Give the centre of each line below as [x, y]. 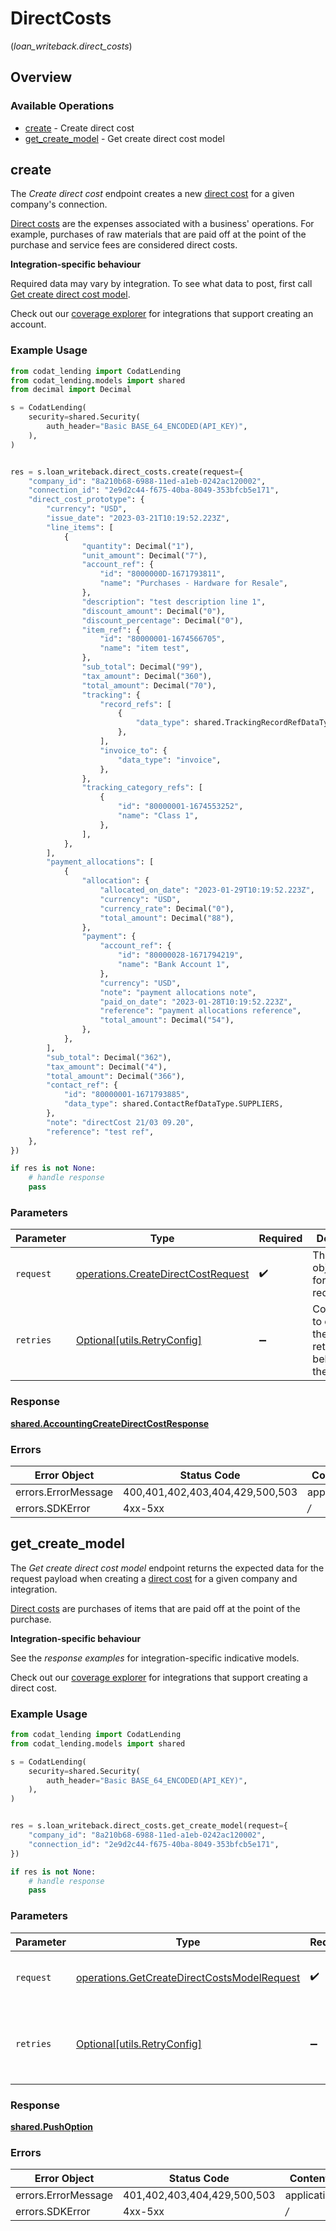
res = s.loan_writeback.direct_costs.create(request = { [127, 472]
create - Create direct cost [79, 128]
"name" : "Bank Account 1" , [173, 965]
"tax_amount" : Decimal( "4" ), [107, 1067]
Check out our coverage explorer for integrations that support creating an [162, 314]
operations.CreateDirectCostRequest [162, 1274]
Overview [41, 77]
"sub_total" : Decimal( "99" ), [142, 667]
